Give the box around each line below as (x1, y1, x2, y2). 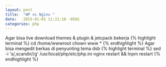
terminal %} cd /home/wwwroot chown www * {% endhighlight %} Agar (5, 40, 155, 46)
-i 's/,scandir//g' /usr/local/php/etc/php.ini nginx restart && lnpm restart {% (5, 51, 160, 57)
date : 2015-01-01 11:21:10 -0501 (5, 16, 80, 21)
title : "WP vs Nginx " (5, 12, 55, 17)
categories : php (5, 21, 39, 26)
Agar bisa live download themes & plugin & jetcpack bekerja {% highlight (5, 35, 156, 41)
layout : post (5, 7, 33, 12)
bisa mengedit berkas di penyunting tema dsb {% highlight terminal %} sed (5, 45, 161, 51)
